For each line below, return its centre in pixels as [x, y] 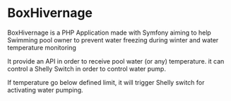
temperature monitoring [42, 47]
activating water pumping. [45, 90]
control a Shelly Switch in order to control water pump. [87, 69]
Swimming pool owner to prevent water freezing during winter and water [113, 40]
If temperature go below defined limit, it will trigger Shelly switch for [106, 82]
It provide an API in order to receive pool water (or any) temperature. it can [116, 61]
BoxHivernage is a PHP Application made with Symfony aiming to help [109, 32]
